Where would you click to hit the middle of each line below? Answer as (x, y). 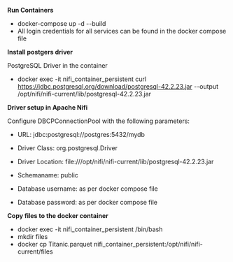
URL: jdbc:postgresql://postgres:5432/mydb (81, 134)
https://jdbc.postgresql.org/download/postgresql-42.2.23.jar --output (118, 86)
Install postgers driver (40, 52)
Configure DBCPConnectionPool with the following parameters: (99, 121)
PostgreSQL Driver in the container (58, 65)
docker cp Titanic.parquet (55, 244)
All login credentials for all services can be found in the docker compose (122, 31)
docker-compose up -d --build (62, 23)
